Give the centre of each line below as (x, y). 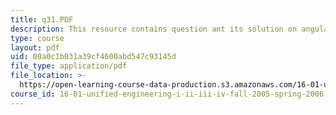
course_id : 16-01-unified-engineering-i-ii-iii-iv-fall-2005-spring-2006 (167, 94)
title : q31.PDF (42, 19)
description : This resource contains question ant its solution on (154, 29)
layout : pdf (35, 47)
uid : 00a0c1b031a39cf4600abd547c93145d (93, 57)
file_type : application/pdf (69, 66)
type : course (37, 38)
